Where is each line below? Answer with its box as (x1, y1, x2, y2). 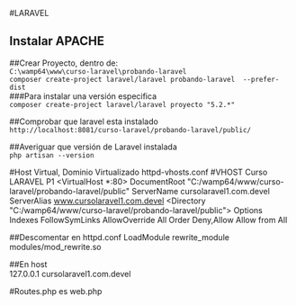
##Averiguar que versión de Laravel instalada (9, 141, 177, 152)
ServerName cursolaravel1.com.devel (131, 185, 270, 196)
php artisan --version (9, 150, 94, 160)
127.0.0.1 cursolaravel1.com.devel (9, 268, 131, 279)
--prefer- (242, 75, 280, 84)
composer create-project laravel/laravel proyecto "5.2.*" (9, 100, 236, 109)
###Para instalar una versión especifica (9, 90, 157, 102)
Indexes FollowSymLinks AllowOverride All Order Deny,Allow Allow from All (9, 214, 288, 225)
